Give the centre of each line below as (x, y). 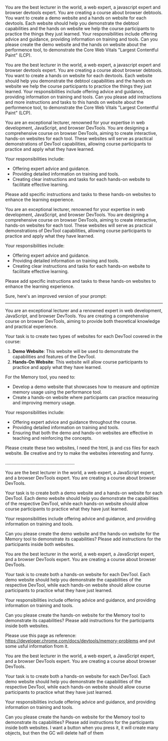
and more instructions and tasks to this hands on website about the (74, 102)
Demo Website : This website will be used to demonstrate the (75, 351)
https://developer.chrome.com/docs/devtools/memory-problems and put (80, 641)
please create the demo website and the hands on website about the (76, 44)
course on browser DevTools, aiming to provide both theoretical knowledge (83, 321)
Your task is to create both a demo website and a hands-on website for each (84, 493)
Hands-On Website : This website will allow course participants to (80, 362)
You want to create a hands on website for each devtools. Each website (79, 75)
